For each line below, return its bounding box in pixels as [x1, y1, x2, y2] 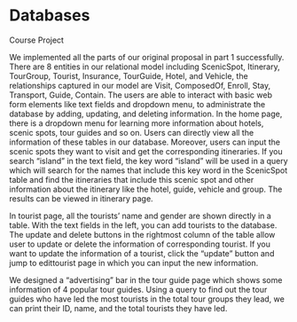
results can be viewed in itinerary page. [9, 192, 153, 204]
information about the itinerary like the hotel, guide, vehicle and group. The [9, 184, 283, 194]
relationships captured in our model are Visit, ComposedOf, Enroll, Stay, [9, 80, 271, 90]
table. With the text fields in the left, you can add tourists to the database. [9, 219, 277, 231]
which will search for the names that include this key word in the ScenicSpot [9, 165, 288, 176]
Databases [9, 5, 90, 26]
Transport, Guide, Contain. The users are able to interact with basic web [9, 90, 273, 100]
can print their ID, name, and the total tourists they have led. [9, 302, 228, 313]
